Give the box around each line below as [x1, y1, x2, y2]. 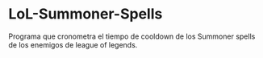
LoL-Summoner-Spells [8, 5, 163, 23]
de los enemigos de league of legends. [8, 39, 138, 49]
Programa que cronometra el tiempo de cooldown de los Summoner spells [8, 31, 256, 41]
